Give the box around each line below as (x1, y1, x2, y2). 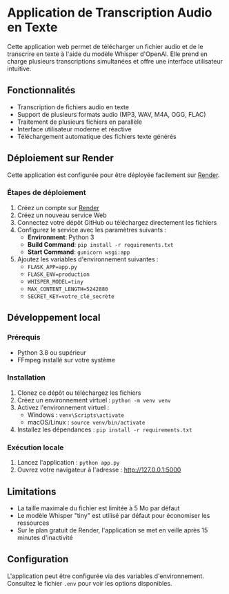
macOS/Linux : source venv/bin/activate (27, 418, 146, 426)
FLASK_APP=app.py (27, 263, 78, 270)
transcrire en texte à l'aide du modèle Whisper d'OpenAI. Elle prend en (7, 50, 208, 58)
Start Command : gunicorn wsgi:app (27, 248, 130, 256)
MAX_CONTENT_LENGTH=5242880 (27, 286, 108, 293)
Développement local (7, 312, 101, 324)
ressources (17, 519, 50, 527)
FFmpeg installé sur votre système (17, 355, 116, 364)
